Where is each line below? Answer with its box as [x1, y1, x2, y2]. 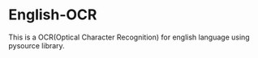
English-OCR [8, 6, 97, 24]
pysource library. [8, 40, 65, 50]
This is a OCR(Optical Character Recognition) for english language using [8, 32, 250, 42]
